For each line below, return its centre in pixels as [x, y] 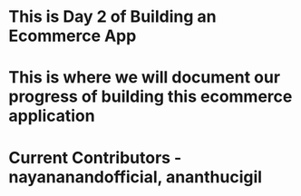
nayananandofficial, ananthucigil [136, 176]
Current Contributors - [95, 157]
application [52, 116]
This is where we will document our [145, 78]
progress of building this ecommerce [150, 97]
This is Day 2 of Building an [112, 17]
